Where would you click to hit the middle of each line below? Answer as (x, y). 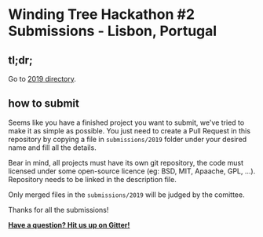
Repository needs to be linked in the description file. (92, 179)
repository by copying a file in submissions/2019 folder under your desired (128, 139)
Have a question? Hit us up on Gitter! (69, 224)
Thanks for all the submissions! (58, 210)
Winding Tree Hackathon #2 (101, 15)
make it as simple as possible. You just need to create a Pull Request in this (130, 130)
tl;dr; (20, 60)
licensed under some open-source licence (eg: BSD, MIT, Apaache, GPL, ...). (132, 171)
